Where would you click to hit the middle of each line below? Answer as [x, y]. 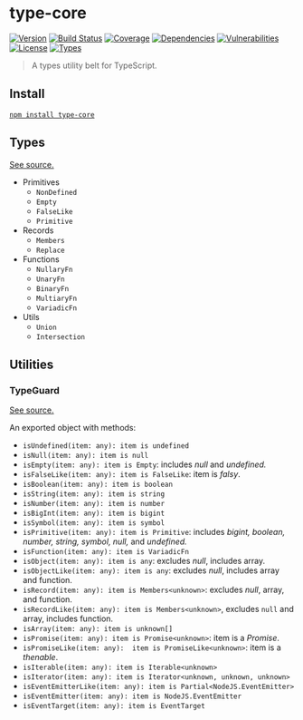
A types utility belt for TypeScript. [94, 65]
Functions [41, 259]
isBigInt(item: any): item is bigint [94, 514]
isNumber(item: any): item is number [94, 504]
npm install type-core [52, 115]
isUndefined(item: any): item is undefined [106, 446]
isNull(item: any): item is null [85, 456]
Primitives [41, 182]
